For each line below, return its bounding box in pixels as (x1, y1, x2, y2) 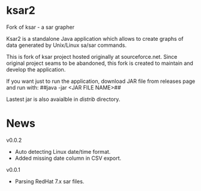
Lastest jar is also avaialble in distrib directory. (6, 95, 121, 103)
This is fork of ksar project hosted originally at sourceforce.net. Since (6, 53, 178, 60)
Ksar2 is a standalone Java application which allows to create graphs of (6, 35, 184, 42)
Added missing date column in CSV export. (14, 154, 122, 162)
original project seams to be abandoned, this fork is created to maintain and (6, 59, 194, 67)
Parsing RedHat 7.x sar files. (14, 178, 85, 185)
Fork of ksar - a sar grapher (6, 23, 75, 31)
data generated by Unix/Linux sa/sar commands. (6, 41, 127, 49)
